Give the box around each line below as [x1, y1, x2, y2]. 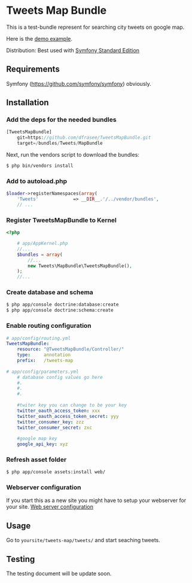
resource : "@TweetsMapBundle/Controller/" [17, 346, 124, 352]
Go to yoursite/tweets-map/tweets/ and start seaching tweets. [6, 537, 160, 544]
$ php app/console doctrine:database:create [6, 301, 119, 308]
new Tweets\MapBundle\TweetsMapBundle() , [28, 262, 133, 269]
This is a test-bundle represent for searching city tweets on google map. [6, 23, 185, 31]
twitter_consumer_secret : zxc [17, 424, 93, 430]
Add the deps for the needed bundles [6, 115, 117, 124]
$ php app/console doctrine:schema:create [6, 307, 114, 313]
